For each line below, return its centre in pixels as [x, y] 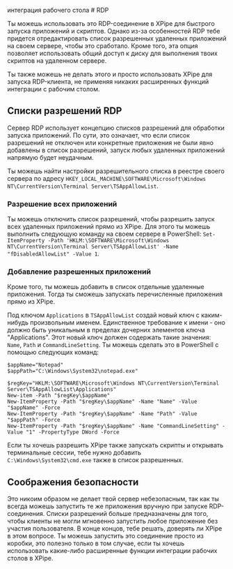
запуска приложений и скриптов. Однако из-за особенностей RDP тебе [114, 31]
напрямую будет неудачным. [50, 157]
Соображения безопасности [73, 482]
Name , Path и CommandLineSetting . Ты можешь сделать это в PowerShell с [113, 345]
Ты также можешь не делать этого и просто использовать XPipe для [110, 74]
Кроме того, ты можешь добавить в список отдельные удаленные [106, 287]
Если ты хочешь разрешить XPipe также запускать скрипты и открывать [115, 445]
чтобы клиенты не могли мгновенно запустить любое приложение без [112, 521]
